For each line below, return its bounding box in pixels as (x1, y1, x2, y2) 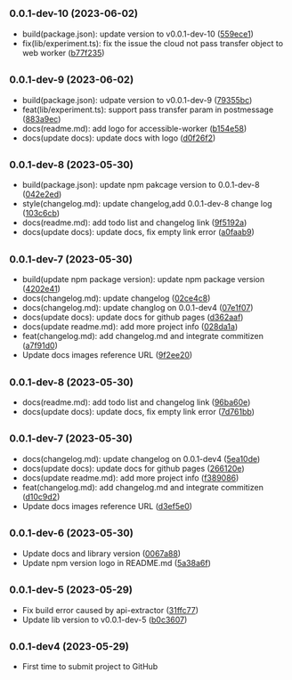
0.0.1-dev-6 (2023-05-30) (9, 527, 134, 539)
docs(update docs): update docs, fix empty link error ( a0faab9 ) (21, 227, 255, 238)
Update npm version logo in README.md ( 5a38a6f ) (21, 557, 211, 568)
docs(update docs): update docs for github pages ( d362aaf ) (21, 312, 244, 323)
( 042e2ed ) (21, 189, 62, 199)
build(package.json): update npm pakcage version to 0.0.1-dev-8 (21, 180, 260, 190)
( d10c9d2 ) (21, 491, 61, 502)
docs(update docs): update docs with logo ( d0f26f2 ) (21, 133, 216, 143)
